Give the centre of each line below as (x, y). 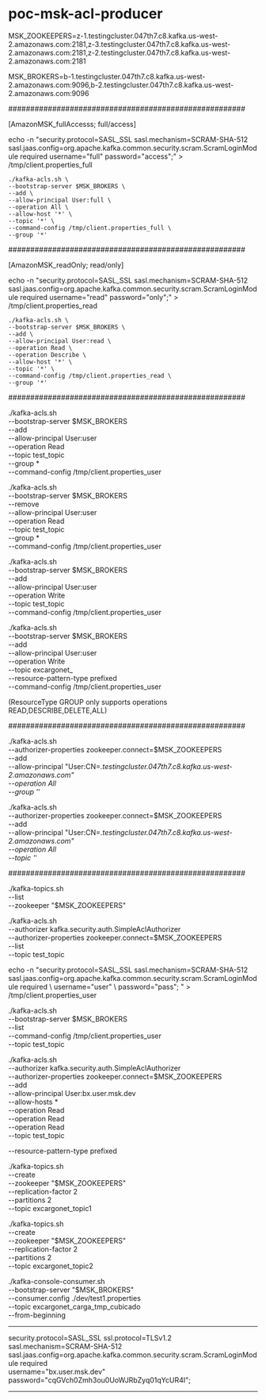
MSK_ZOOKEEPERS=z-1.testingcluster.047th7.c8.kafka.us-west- (113, 36)
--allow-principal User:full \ (60, 200)
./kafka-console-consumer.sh (57, 1281)
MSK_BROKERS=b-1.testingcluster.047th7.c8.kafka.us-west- (107, 76)
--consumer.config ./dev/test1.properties (74, 1298)
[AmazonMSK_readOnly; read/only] (66, 265)
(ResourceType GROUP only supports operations (88, 702)
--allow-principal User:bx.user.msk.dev (72, 1093)
